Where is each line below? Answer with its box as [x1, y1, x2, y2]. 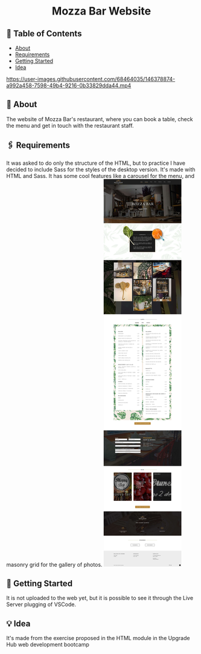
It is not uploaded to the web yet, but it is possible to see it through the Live [6, 595, 194, 602]
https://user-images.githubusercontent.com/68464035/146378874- [6, 76, 176, 82]
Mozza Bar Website [51, 4, 152, 18]
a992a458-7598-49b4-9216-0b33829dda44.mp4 [6, 82, 132, 89]
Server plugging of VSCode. [6, 601, 77, 608]
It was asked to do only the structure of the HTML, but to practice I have [6, 159, 186, 167]
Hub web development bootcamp [6, 641, 89, 649]
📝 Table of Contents [6, 28, 82, 39]
